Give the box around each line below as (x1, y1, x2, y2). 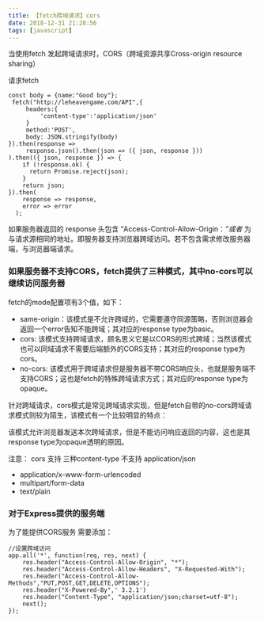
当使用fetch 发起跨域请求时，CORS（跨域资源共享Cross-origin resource (8, 49, 243, 59)
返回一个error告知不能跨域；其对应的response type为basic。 (19, 324, 219, 334)
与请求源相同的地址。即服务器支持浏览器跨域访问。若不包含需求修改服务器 (8, 235, 251, 244)
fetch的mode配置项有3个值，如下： (8, 297, 124, 307)
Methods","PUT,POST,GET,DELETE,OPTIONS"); (8, 579, 150, 587)
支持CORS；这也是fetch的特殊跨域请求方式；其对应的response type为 (19, 373, 249, 383)
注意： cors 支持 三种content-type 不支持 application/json (8, 453, 196, 464)
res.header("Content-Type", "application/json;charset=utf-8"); (22, 593, 239, 601)
